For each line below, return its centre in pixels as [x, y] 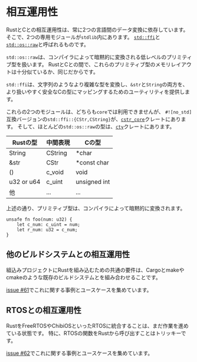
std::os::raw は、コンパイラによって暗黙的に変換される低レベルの [86, 57]
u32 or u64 [25, 182]
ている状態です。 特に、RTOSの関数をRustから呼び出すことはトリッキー [93, 333]
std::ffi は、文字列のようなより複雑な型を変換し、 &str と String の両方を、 [97, 84]
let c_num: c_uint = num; [49, 224]
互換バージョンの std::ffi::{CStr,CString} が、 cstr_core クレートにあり [93, 119]
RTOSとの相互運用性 [44, 310]
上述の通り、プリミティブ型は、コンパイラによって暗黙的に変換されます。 [96, 208]
